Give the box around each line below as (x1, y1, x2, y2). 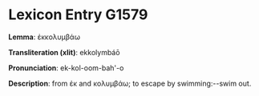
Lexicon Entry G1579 (8, 6, 148, 24)
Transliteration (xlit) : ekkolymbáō (8, 47, 120, 57)
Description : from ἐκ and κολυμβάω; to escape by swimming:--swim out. (8, 78, 252, 88)
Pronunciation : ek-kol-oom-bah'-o (8, 62, 124, 73)
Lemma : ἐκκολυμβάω (8, 32, 80, 42)
